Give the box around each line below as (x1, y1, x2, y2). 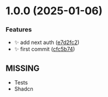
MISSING (5, 63, 40, 73)
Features (5, 26, 32, 34)
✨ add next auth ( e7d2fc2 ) (14, 39, 80, 46)
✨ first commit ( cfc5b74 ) (14, 46, 75, 53)
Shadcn (14, 85, 33, 93)
